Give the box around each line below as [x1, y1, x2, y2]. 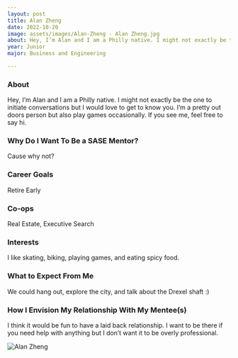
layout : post [7, 10, 46, 18]
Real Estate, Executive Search [7, 220, 94, 228]
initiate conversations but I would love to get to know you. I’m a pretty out [7, 104, 222, 112]
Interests [7, 237, 39, 247]
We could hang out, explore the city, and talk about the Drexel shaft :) [7, 287, 210, 296]
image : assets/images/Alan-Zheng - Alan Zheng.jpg [7, 30, 160, 38]
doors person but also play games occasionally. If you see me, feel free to [7, 111, 223, 119]
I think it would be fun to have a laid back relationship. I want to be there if [7, 320, 223, 330]
